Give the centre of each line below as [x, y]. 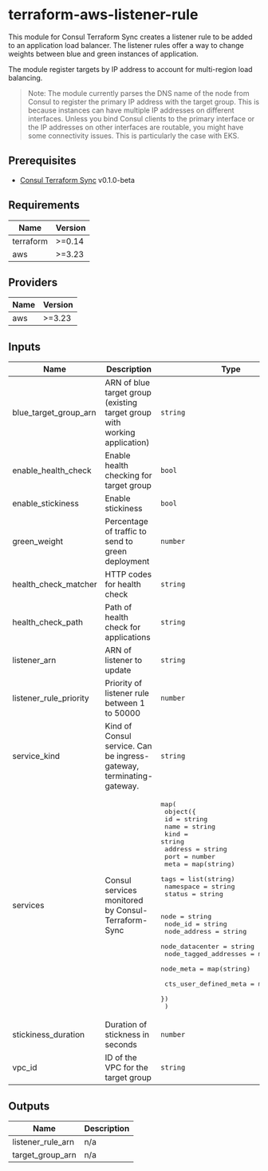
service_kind [36, 756]
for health [123, 585]
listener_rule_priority [51, 698]
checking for [129, 475]
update [118, 670]
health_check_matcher [55, 585]
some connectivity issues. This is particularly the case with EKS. [133, 135]
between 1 [125, 703]
